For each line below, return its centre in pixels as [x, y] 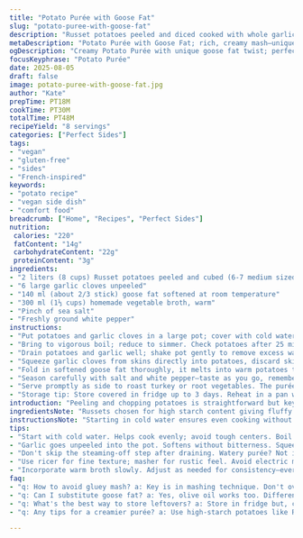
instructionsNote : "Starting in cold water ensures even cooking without [151, 420]
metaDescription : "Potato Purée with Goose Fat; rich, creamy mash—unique [153, 43]
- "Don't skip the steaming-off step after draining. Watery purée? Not [149, 453]
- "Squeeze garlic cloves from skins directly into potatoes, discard [145, 361]
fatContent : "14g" [48, 244]
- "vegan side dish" [48, 202]
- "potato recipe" [44, 194]
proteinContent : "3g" [54, 261]
